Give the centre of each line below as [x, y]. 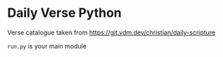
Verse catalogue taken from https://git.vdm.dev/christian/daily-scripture [111, 32]
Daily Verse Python [64, 13]
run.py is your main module [47, 46]
